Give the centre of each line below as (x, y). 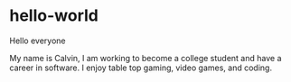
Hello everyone (38, 41)
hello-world (54, 16)
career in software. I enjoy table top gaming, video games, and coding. (141, 68)
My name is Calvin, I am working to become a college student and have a (145, 58)
